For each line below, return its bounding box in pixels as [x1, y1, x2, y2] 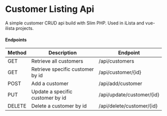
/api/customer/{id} [98, 69, 142, 76]
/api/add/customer [98, 80, 143, 87]
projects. [15, 25, 34, 31]
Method [7, 49, 27, 56]
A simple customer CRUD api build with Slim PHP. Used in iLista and [5, 20, 145, 26]
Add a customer [31, 80, 69, 87]
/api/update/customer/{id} [98, 91, 160, 98]
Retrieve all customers [31, 58, 83, 65]
